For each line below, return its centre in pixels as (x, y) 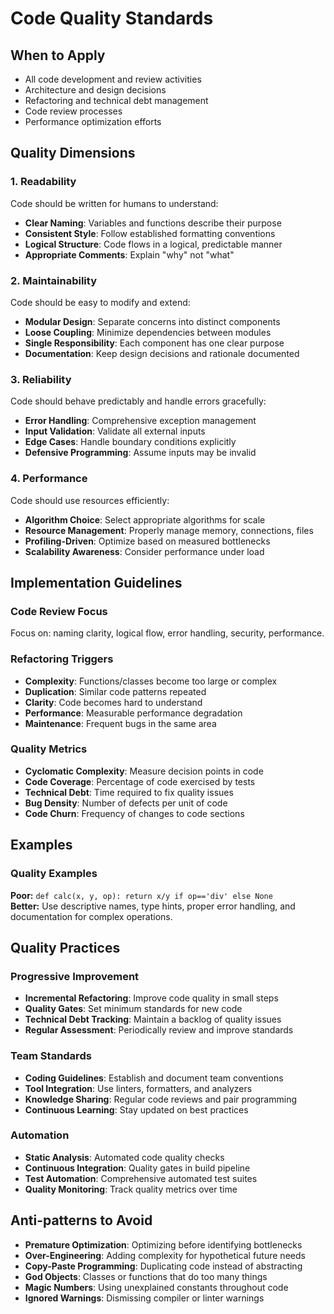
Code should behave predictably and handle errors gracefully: (138, 401)
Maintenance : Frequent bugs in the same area (120, 723)
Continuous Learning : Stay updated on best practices (136, 1109)
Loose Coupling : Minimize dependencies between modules (148, 332)
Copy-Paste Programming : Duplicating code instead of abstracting (163, 1266)
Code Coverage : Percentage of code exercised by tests (140, 781)
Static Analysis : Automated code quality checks (124, 1157)
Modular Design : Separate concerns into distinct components (152, 321)
